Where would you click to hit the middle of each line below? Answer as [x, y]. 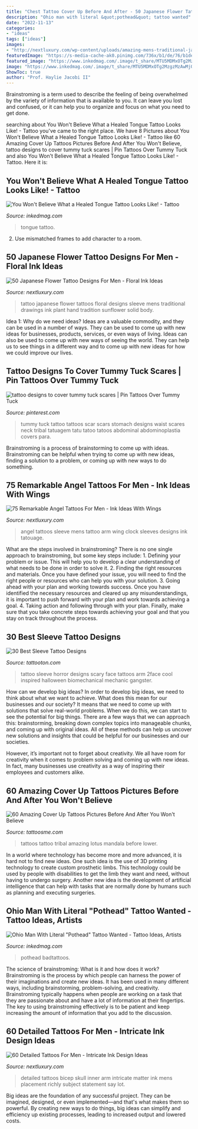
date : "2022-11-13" [30, 22]
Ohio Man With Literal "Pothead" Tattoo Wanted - [99, 911]
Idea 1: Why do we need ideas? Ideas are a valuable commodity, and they [95, 321]
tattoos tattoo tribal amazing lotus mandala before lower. [89, 843]
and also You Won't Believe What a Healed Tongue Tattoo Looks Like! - [92, 156]
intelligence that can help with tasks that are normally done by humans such [98, 886]
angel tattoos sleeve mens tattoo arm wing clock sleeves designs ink [104, 532]
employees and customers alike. [45, 772]
